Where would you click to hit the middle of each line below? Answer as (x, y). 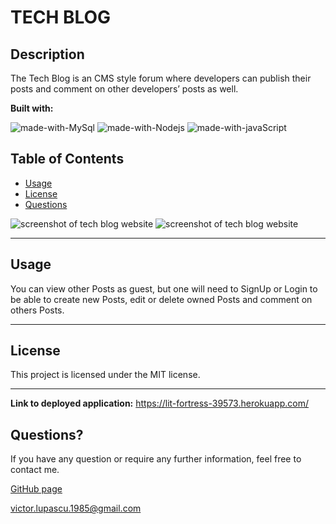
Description (47, 54)
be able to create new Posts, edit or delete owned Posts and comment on (161, 299)
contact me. (35, 470)
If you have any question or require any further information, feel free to (156, 459)
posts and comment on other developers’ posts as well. (124, 89)
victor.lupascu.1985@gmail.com (76, 508)
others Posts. (37, 310)
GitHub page (36, 489)
